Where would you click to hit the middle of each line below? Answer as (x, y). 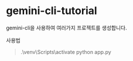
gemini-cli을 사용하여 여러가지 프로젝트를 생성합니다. (66, 28)
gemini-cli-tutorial (52, 11)
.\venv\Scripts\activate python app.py (66, 52)
